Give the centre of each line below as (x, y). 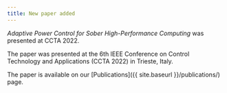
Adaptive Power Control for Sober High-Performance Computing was (106, 33)
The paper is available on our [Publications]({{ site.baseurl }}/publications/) (113, 74)
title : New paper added (41, 13)
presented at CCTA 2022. (43, 40)
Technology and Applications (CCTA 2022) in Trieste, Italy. (90, 61)
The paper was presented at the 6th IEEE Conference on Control (98, 54)
